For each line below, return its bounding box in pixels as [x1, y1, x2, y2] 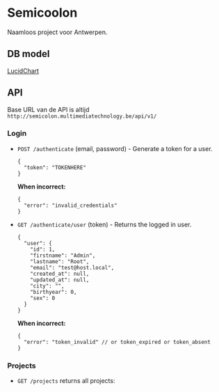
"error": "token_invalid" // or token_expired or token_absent [24, 338, 211, 345]
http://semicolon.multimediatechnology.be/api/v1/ [7, 113, 157, 120]
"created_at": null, [30, 270, 90, 277]
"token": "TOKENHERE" [24, 164, 87, 171]
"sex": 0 [30, 295, 56, 301]
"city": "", [30, 282, 65, 290]
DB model [7, 48, 50, 60]
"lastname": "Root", [30, 258, 90, 265]
